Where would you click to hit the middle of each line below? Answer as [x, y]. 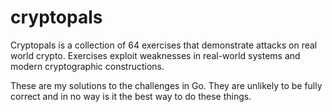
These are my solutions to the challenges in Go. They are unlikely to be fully [166, 85]
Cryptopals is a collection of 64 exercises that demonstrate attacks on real [164, 45]
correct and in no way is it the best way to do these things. [131, 96]
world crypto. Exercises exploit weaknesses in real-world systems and [155, 55]
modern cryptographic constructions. [87, 66]
